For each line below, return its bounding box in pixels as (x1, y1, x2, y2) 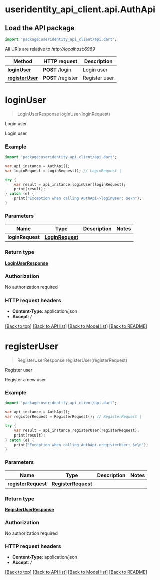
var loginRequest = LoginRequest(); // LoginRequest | (5, 168, 122, 173)
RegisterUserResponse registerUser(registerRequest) (17, 357, 128, 363)
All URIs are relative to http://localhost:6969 (5, 46, 96, 52)
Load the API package (5, 24, 75, 32)
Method (13, 58, 32, 65)
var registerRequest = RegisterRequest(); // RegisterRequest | (5, 414, 142, 419)
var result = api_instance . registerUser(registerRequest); (14, 428, 140, 433)
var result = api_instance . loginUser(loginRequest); (14, 182, 126, 187)
